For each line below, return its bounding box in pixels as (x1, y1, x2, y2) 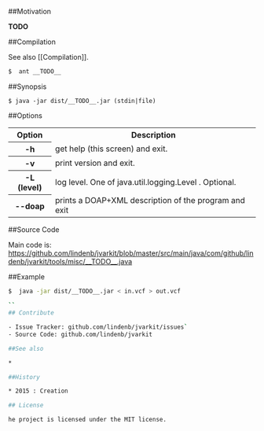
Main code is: (8, 240, 52, 250)
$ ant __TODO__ (8, 68, 61, 76)
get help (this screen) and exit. (54, 143, 168, 154)
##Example (8, 272, 46, 282)
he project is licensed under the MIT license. (8, 416, 167, 424)
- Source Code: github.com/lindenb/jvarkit (8, 330, 153, 338)
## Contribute (8, 309, 55, 317)
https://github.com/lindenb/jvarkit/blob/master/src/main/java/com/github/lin (8, 249, 254, 258)
